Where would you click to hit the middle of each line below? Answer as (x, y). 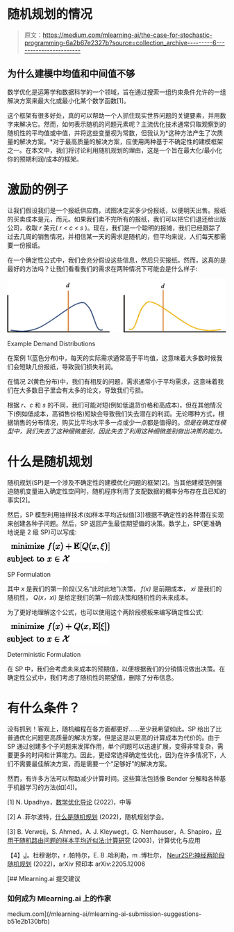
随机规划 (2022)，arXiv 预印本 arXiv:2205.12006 (76, 864)
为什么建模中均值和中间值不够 (71, 74)
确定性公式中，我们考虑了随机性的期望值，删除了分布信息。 (92, 678)
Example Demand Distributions (51, 344)
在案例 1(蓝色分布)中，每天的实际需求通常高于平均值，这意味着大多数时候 (112, 358)
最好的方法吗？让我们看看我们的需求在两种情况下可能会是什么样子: (102, 268)
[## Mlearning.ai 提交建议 (44, 879)
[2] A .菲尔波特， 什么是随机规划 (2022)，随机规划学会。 (87, 817)
